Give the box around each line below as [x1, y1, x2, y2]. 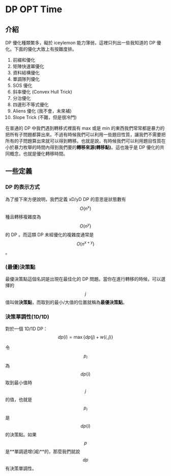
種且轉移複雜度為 [5, 214, 41, 220]
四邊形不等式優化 [12, 102, 49, 108]
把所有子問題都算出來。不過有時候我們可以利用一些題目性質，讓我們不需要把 [5, 132, 166, 137]
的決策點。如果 [5, 431, 37, 437]
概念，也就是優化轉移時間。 [9, 151, 68, 157]
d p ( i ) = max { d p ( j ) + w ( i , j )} [58, 334, 113, 340]
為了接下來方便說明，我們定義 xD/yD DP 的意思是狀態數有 [5, 196, 126, 202]
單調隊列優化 [12, 76, 40, 82]
